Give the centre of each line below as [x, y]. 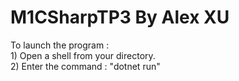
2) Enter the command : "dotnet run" [85, 66]
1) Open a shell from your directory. [83, 55]
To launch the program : [60, 45]
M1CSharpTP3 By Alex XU [120, 17]
